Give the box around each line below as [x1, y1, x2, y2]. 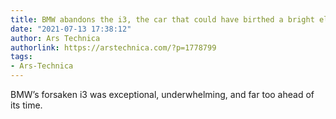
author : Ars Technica [10, 33, 101, 43]
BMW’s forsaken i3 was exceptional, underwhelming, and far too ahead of [10, 89, 315, 100]
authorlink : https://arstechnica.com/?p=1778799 [10, 42, 217, 53]
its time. [10, 99, 43, 111]
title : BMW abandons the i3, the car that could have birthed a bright [10, 14, 315, 25]
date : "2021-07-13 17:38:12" [10, 24, 132, 34]
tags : [10, 52, 33, 62]
